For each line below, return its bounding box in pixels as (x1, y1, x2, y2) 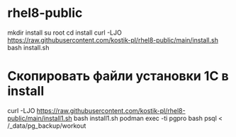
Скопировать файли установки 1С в (7, 68, 229, 84)
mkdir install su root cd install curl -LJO (7, 28, 122, 37)
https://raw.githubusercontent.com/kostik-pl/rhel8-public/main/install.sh (7, 35, 218, 44)
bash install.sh (7, 43, 50, 52)
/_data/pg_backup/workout (7, 121, 86, 130)
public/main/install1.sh (7, 114, 72, 122)
